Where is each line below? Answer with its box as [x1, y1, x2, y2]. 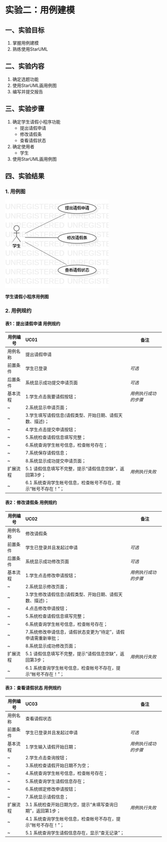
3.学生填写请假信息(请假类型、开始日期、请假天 [25, 412, 123, 418]
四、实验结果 [5, 172, 45, 180]
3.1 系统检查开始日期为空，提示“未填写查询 [25, 802, 114, 808]
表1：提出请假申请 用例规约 [5, 320, 61, 326]
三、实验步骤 [5, 105, 45, 113]
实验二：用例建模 [5, 4, 76, 16]
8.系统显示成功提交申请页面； [25, 458, 86, 463]
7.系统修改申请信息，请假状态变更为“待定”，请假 [25, 629, 125, 635]
